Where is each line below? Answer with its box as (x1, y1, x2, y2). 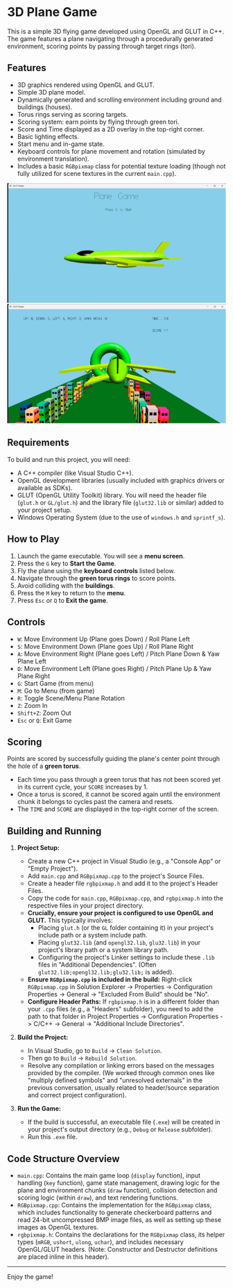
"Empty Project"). (27, 864, 78, 873)
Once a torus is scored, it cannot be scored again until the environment (17, 790, 221, 798)
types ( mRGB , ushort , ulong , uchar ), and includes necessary (17, 1237, 184, 1246)
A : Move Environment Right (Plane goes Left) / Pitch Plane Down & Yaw (17, 650, 220, 658)
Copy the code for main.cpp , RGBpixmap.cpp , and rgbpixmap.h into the (27, 894, 223, 903)
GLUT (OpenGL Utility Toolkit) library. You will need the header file (17, 491, 207, 499)
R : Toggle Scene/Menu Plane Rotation (17, 693, 125, 702)
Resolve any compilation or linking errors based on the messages (27, 1061, 215, 1070)
